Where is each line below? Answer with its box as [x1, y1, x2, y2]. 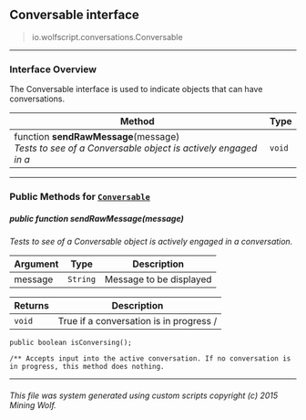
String [67, 274, 97, 284]
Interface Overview [9, 63, 97, 76]
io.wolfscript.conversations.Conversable [31, 31, 184, 42]
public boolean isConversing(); [9, 338, 132, 347]
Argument [14, 257, 59, 270]
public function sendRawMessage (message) [9, 213, 184, 224]
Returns [14, 299, 50, 311]
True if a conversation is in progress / [57, 315, 218, 327]
